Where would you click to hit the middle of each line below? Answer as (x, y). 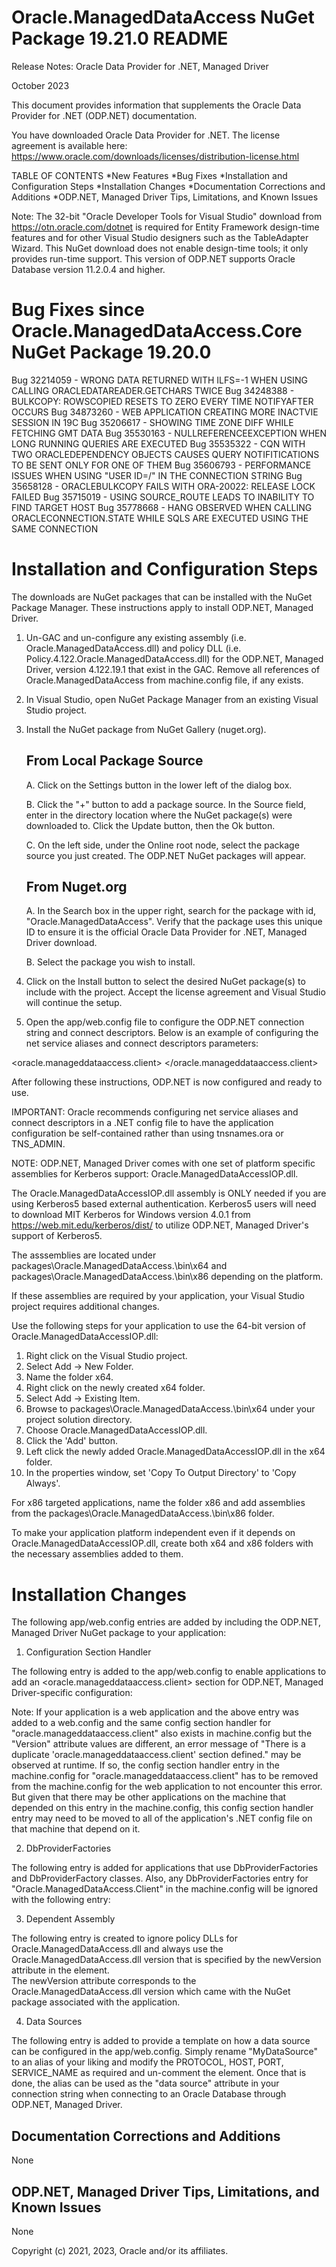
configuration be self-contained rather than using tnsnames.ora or (147, 1133)
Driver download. (61, 943)
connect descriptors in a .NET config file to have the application (142, 1123)
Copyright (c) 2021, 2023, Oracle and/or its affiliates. (120, 2250)
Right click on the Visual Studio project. (106, 1356)
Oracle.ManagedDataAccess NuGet (163, 17)
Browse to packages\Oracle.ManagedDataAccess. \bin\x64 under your (170, 1409)
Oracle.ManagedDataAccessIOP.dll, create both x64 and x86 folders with (162, 1543)
